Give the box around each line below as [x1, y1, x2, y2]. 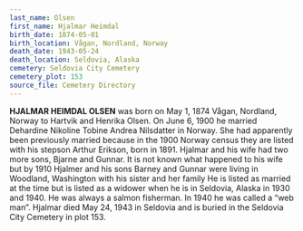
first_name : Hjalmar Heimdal [9, 22, 120, 31]
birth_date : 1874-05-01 [9, 30, 100, 39]
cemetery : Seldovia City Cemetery [9, 64, 141, 73]
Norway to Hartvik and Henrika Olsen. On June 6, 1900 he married [9, 115, 258, 126]
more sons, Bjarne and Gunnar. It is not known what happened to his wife [9, 153, 283, 164]
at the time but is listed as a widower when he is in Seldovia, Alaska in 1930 [9, 182, 290, 193]
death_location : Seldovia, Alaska [9, 55, 141, 64]
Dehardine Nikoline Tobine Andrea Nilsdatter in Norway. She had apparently [9, 124, 293, 136]
